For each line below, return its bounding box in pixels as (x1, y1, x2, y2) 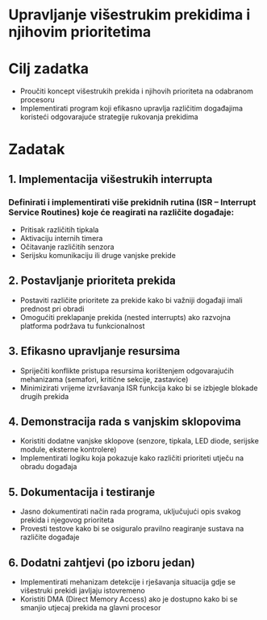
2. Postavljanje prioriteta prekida (8, 274, 176, 288)
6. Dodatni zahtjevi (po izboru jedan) (8, 556, 195, 569)
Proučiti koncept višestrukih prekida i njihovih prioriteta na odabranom (19, 86, 254, 96)
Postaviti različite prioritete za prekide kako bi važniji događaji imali (19, 295, 244, 305)
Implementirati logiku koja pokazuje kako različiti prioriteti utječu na (19, 453, 244, 463)
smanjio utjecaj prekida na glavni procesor (19, 603, 161, 613)
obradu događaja (19, 462, 77, 472)
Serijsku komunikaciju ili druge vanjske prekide (19, 251, 176, 260)
